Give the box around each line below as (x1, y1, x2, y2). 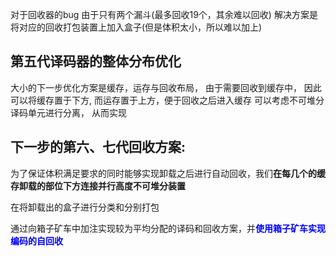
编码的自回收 (10, 234, 63, 247)
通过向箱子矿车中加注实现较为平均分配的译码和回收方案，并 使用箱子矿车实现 (10, 222, 326, 234)
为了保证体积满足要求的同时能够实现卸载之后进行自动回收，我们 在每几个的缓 (10, 167, 326, 179)
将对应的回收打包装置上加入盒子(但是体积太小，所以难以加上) (10, 21, 263, 33)
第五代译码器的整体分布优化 (10, 53, 182, 70)
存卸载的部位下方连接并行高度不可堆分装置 (10, 179, 186, 192)
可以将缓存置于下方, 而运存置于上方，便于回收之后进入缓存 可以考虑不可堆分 (10, 94, 325, 106)
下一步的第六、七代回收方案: (10, 139, 187, 156)
